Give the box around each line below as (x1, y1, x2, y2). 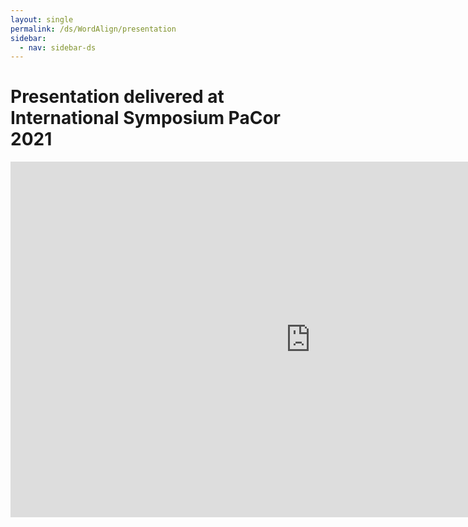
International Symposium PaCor (10, 107, 281, 130)
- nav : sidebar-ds (19, 42, 97, 53)
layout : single (10, 14, 74, 25)
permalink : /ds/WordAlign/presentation (10, 24, 177, 34)
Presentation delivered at (10, 86, 225, 108)
